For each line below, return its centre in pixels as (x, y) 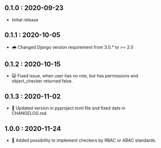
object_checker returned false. (42, 81)
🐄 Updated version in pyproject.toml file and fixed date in (68, 108)
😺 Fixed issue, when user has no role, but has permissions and (75, 76)
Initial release (25, 19)
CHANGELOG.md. (30, 113)
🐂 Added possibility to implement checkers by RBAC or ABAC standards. (84, 140)
